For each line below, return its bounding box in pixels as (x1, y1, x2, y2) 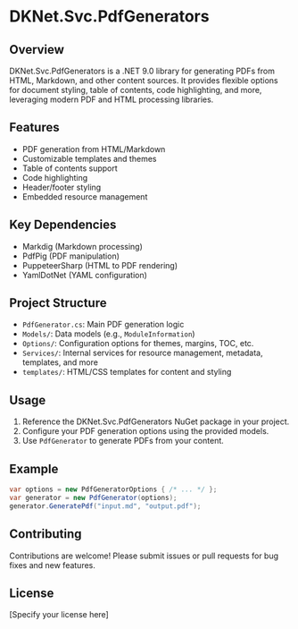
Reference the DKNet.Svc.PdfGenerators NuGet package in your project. (21, 416, 290, 427)
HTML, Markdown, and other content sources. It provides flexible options (9, 75, 278, 86)
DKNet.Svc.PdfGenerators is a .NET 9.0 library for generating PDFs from (9, 65, 275, 76)
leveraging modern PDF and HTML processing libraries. (9, 94, 214, 105)
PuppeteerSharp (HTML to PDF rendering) (21, 259, 178, 270)
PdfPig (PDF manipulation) (21, 251, 120, 261)
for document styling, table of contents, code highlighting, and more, (9, 85, 262, 95)
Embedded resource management (21, 191, 148, 202)
